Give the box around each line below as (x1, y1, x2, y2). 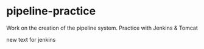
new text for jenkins (6, 36, 56, 43)
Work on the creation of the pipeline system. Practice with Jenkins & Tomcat (6, 24, 198, 31)
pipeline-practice (6, 4, 96, 18)
